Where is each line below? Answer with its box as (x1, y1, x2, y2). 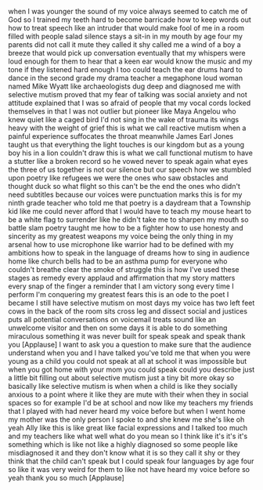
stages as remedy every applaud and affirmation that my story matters (8, 274, 236, 282)
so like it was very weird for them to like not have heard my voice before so (8, 465, 250, 474)
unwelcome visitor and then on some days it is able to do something (8, 323, 228, 332)
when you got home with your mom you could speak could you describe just (8, 365, 255, 374)
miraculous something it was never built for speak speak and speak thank (8, 332, 246, 340)
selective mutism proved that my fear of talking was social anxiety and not (8, 90, 248, 99)
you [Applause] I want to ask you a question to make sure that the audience (8, 340, 252, 349)
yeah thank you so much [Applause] (8, 474, 125, 482)
